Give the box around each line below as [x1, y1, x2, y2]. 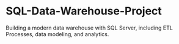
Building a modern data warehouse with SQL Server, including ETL [5, 24, 174, 31]
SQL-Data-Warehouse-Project [5, 4, 163, 18]
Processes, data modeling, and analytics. [5, 30, 109, 37]
